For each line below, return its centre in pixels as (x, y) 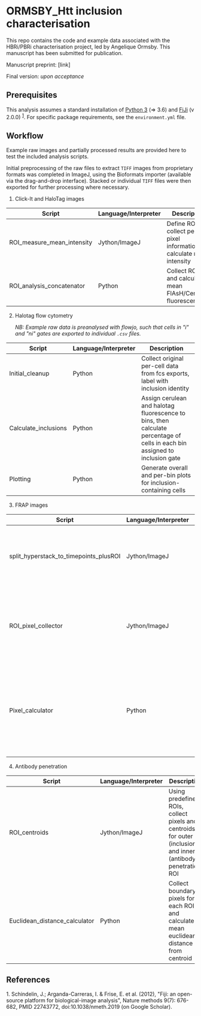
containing (156, 491)
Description (166, 349)
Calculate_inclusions (38, 428)
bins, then (155, 421)
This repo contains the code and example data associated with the (88, 40)
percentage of (161, 436)
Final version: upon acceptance (45, 76)
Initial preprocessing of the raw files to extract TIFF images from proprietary (100, 168)
